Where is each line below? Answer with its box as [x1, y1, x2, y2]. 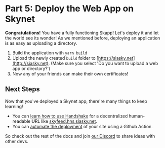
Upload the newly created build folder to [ [12, 55, 99, 61]
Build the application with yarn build [12, 50, 87, 56]
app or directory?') [12, 65, 51, 72]
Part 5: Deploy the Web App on [5, 3, 134, 14]
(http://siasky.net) [12, 60, 49, 66]
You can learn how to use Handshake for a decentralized [12, 113, 128, 119]
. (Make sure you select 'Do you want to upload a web [48, 60, 158, 66]
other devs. [5, 138, 29, 144]
